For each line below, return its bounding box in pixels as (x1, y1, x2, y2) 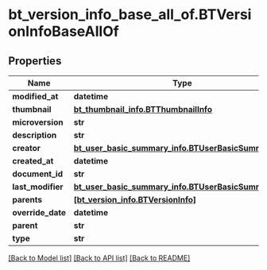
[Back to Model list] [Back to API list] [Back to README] (8, 253, 191, 263)
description (12, 129, 57, 141)
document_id (12, 168, 64, 179)
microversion (12, 117, 64, 128)
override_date (12, 207, 66, 218)
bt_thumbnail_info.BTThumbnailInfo (73, 104, 213, 114)
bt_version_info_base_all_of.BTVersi (8, 6, 252, 24)
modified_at (12, 91, 59, 102)
